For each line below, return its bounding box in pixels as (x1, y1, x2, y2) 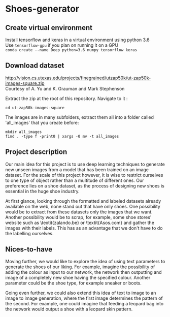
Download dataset (5, 61, 64, 70)
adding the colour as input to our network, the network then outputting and (5, 269, 162, 275)
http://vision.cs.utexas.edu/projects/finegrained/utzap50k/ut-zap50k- (5, 75, 151, 81)
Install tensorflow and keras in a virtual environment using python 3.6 (5, 37, 150, 43)
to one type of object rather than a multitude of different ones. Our (5, 177, 144, 183)
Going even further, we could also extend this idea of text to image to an (5, 290, 156, 296)
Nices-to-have (5, 245, 52, 254)
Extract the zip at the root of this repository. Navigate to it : (5, 95, 128, 102)
